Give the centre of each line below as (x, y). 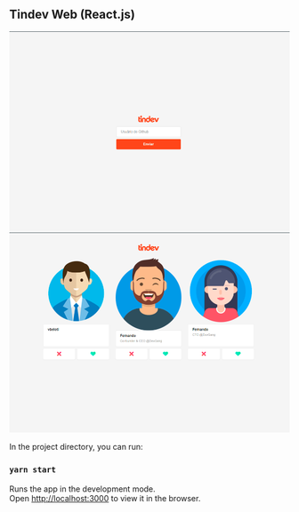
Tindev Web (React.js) (72, 15)
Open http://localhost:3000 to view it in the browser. (105, 498)
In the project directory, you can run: (76, 446)
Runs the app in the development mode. (82, 489)
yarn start (32, 470)
